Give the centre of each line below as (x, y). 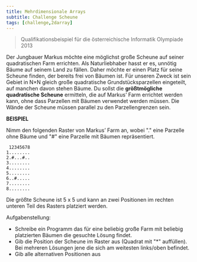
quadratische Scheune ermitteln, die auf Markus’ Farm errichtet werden (94, 95)
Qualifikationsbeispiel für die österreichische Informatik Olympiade (102, 40)
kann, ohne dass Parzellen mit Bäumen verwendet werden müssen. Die (93, 101)
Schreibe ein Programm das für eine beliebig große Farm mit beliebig (99, 229)
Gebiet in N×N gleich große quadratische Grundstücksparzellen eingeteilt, (96, 82)
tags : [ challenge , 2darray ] (39, 22)
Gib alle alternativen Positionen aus (58, 254)
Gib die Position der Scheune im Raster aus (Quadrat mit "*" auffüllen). (101, 242)
